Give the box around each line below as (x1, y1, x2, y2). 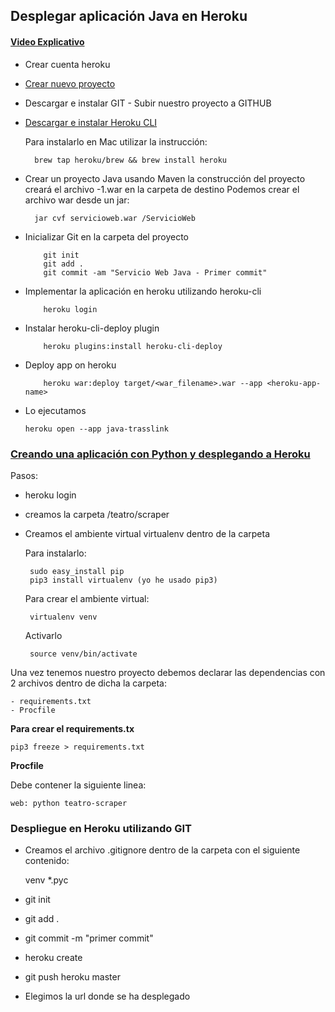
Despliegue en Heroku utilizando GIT (10, 821, 192, 835)
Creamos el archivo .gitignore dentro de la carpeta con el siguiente (24, 844, 301, 856)
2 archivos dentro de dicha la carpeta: (10, 677, 167, 689)
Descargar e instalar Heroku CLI (24, 116, 158, 128)
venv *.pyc (24, 874, 69, 886)
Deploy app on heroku (24, 359, 117, 371)
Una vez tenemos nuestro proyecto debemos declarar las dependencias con (10, 666, 326, 678)
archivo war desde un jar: (24, 194, 130, 206)
